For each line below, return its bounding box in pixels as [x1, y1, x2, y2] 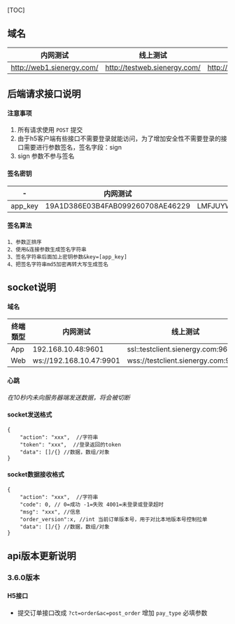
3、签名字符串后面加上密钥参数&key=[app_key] [7, 253, 127, 261]
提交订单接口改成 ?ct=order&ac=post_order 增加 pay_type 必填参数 [17, 608, 208, 617]
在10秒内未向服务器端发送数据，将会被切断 [7, 393, 131, 401]
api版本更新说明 [7, 550, 77, 562]
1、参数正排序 [7, 238, 42, 245]
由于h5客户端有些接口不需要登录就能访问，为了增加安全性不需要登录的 [17, 134, 222, 143]
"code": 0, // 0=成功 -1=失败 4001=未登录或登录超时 [20, 501, 164, 509]
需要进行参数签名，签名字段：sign [23, 143, 122, 152]
